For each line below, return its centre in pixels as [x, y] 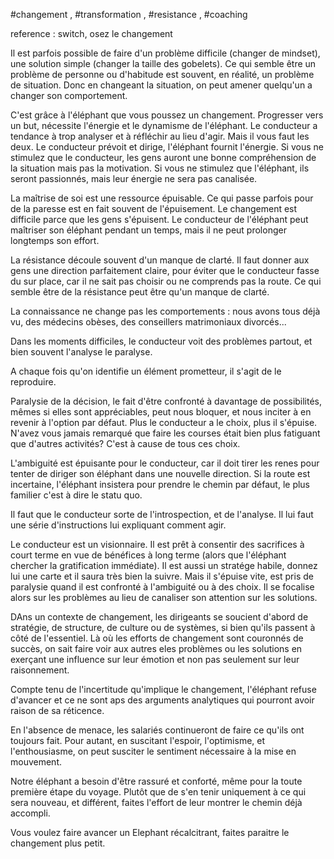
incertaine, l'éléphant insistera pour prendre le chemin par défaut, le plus [160, 484]
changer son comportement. [69, 95]
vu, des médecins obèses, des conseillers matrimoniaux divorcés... [148, 322]
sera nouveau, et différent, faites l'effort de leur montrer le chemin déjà [156, 802]
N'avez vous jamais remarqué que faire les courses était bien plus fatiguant [165, 433]
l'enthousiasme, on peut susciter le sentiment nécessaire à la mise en [153, 751]
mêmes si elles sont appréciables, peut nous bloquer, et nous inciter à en [161, 412]
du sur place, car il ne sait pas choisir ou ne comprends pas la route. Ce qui [166, 281]
